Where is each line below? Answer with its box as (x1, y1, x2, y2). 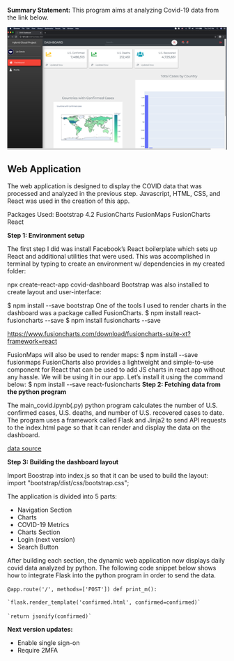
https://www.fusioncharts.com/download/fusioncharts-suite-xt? (7, 329, 192, 337)
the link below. (7, 13, 49, 22)
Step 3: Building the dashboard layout (7, 457, 119, 466)
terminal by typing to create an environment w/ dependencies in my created (7, 259, 225, 268)
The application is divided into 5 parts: (7, 492, 117, 501)
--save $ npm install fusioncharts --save (45, 316, 162, 324)
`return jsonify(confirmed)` (7, 613, 92, 620)
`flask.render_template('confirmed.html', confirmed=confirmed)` (7, 599, 201, 606)
